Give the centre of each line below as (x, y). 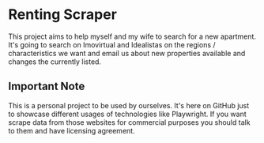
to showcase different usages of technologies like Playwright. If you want (127, 114)
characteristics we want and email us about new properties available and (127, 53)
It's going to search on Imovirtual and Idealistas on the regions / (112, 44)
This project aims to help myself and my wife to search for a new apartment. (132, 36)
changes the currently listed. (55, 62)
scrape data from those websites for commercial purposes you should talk (129, 122)
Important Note (47, 87)
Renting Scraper (62, 15)
